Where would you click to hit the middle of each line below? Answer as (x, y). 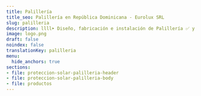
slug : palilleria (28, 23)
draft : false (22, 39)
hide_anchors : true (36, 61)
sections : (19, 67)
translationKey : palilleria (41, 51)
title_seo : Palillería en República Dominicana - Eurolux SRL (85, 17)
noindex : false (25, 45)
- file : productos (29, 84)
